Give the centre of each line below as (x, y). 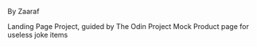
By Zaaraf (23, 11)
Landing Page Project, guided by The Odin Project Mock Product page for (128, 26)
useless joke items (38, 35)
